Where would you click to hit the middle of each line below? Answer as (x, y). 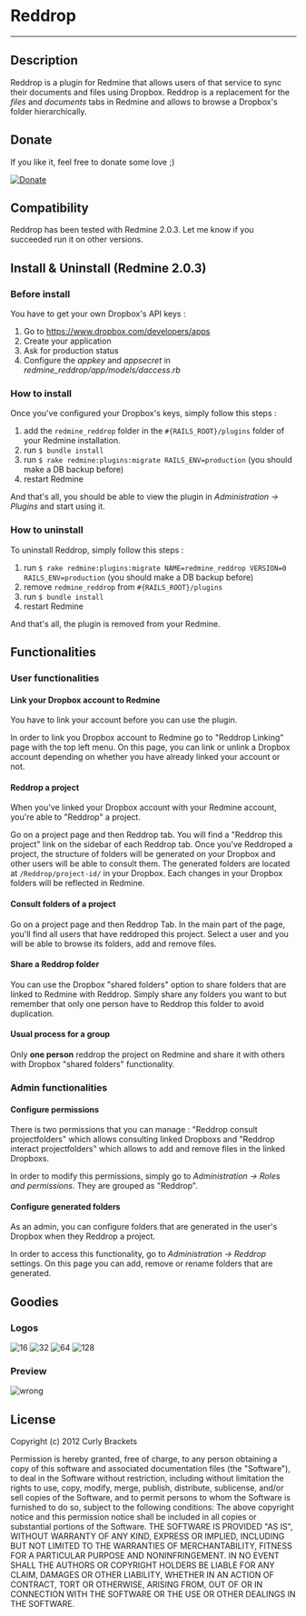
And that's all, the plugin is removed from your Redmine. (115, 623)
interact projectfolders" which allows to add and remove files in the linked (148, 1149)
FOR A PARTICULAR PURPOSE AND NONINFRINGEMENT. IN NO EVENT (145, 1556)
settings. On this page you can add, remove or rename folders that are (142, 1263)
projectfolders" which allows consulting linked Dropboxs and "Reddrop (143, 1139)
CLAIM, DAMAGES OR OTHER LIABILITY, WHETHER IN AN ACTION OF (143, 1575)
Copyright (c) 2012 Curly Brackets (74, 1441)
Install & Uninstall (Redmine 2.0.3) (109, 268)
